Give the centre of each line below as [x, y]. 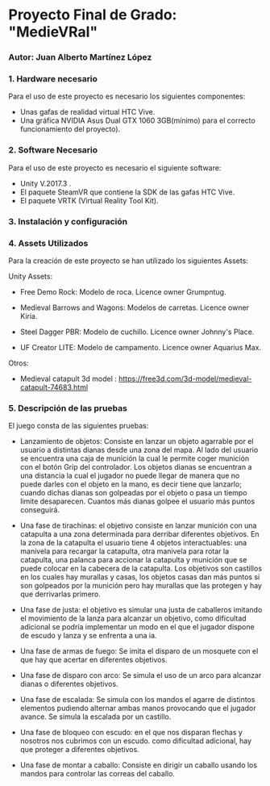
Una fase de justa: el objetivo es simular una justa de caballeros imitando [141, 610]
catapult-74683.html [54, 387]
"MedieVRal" [53, 32]
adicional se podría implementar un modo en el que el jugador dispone [137, 627]
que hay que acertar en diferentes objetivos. [93, 660]
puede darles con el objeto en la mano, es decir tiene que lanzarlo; [131, 484]
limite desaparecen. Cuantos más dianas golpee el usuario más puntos [137, 501]
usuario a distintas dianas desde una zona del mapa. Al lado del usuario [139, 450]
